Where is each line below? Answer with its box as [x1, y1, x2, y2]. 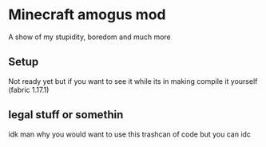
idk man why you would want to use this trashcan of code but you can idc [8, 129, 252, 139]
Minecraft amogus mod [8, 6, 166, 24]
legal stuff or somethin [8, 108, 124, 121]
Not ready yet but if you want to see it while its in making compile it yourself [8, 76, 258, 85]
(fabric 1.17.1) [8, 85, 50, 94]
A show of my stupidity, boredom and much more [8, 32, 172, 42]
